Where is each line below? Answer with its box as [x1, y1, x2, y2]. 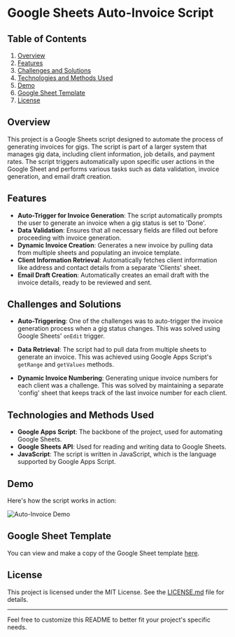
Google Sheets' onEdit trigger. [17, 331, 105, 341]
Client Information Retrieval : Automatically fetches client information [17, 256, 218, 264]
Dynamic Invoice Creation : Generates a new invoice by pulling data [17, 240, 213, 249]
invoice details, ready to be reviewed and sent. [17, 278, 152, 287]
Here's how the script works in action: [7, 496, 117, 505]
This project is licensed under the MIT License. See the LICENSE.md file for [7, 587, 225, 596]
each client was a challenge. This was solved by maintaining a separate [17, 381, 224, 390]
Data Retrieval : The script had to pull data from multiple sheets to [17, 345, 207, 354]
